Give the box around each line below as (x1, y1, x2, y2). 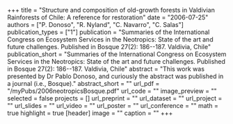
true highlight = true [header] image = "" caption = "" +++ (7, 109, 173, 117)
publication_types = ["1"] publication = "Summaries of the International (7, 28, 210, 36)
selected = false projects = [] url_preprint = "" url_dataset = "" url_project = (7, 94, 223, 103)
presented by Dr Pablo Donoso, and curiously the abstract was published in (7, 72, 224, 80)
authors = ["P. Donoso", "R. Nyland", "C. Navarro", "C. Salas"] (7, 21, 184, 28)
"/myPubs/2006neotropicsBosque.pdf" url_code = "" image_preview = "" (7, 87, 217, 95)
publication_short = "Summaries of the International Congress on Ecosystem (7, 50, 227, 58)
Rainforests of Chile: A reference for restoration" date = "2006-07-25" (7, 13, 209, 21)
